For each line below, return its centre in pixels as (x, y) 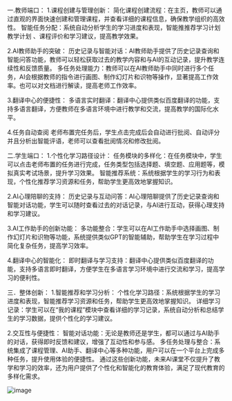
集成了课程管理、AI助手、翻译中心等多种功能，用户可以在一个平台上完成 (116, 350)
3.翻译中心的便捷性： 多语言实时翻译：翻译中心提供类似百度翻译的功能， (110, 100)
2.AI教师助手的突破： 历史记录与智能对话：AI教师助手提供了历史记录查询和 (113, 51)
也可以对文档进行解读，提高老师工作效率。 (79, 86)
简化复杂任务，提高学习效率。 (49, 246)
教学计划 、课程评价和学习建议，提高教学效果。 (75, 36)
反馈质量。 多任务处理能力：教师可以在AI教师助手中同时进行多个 (117, 68)
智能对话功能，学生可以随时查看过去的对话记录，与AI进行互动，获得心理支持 (116, 205)
